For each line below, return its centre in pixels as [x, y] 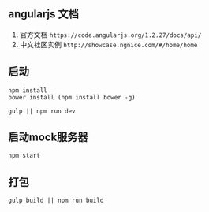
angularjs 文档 [43, 14]
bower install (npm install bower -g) [72, 97]
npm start [24, 156]
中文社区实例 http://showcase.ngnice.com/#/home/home [108, 44]
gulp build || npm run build [56, 201]
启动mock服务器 [48, 138]
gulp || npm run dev [42, 111]
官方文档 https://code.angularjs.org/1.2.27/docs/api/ [110, 35]
